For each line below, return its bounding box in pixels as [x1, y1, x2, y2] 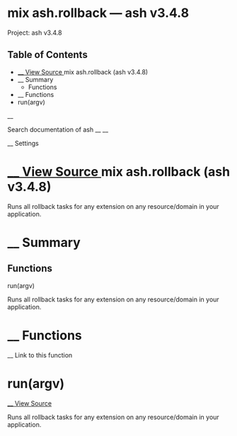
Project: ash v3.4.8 [7, 28, 62, 37]
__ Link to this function [7, 350, 73, 359]
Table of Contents [7, 49, 88, 61]
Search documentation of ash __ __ [7, 125, 108, 134]
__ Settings [7, 139, 39, 147]
